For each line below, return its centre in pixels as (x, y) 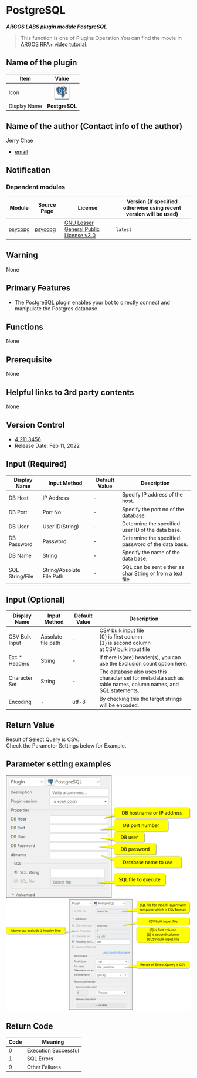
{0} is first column (121, 636)
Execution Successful (53, 1051)
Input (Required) (37, 464)
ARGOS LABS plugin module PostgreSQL (57, 27)
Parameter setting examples (59, 764)
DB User (19, 527)
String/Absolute (61, 570)
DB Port (18, 512)
